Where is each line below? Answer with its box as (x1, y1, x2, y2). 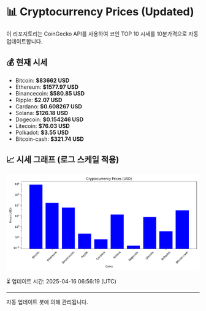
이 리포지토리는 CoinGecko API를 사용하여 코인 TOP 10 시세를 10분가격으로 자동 (6, 30, 199, 37)
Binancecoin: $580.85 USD (15, 89, 85, 97)
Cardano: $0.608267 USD (15, 102, 82, 110)
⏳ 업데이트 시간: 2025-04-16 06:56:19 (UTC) (6, 277, 116, 285)
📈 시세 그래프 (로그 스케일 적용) (6, 154, 120, 165)
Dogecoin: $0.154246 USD (15, 116, 84, 123)
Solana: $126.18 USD (15, 109, 69, 116)
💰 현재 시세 (6, 58, 48, 68)
